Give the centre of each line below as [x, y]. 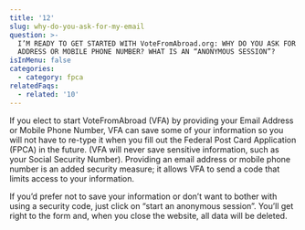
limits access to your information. [72, 178]
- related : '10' [48, 94]
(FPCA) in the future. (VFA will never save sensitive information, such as [145, 149]
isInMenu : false [40, 60]
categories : [32, 69]
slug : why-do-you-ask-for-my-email [77, 26]
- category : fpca [51, 78]
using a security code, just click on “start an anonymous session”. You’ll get [152, 205]
